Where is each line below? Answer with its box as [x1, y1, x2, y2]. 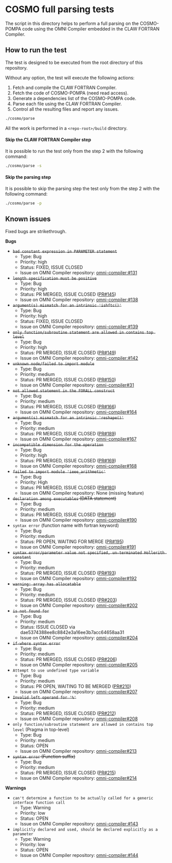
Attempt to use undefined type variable [12, 668, 99, 673]
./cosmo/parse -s [5, 163, 42, 168]
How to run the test [5, 46, 67, 54]
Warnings [5, 785, 26, 791]
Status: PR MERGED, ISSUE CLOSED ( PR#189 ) [20, 430, 116, 436]
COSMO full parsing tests [5, 4, 114, 15]
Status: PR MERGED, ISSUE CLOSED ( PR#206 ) [20, 656, 117, 662]
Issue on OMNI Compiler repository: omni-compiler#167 [20, 436, 137, 442]
